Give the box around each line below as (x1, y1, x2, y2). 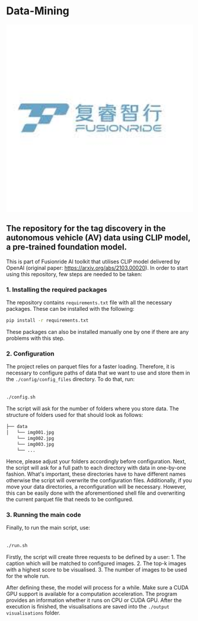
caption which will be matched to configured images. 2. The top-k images (6, 560, 187, 567)
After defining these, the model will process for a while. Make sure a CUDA (6, 584, 189, 591)
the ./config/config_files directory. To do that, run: (6, 376, 135, 383)
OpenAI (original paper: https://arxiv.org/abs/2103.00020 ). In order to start (6, 264, 189, 272)
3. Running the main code (6, 510, 81, 519)
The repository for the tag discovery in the (6, 223, 166, 233)
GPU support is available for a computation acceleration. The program (6, 591, 178, 598)
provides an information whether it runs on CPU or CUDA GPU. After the (6, 597, 182, 604)
